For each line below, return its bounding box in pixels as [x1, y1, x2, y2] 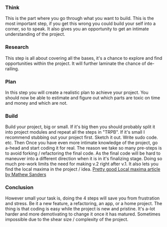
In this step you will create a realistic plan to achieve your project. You [5, 89, 149, 95]
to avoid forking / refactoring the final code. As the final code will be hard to [5, 150, 161, 156]
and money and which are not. [5, 100, 68, 106]
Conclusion [5, 184, 34, 191]
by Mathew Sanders [5, 172, 46, 178]
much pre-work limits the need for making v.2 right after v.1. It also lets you [5, 161, 159, 167]
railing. [5, 65, 19, 71]
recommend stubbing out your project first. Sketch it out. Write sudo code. [5, 134, 158, 141]
